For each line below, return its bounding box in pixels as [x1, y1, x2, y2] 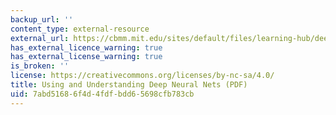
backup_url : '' [10, 14, 74, 25]
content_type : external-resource [10, 24, 150, 34]
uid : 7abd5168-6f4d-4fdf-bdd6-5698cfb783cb [10, 89, 195, 99]
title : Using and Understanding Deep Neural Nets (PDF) [10, 80, 248, 90]
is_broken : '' [10, 61, 70, 71]
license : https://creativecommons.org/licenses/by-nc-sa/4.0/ [10, 71, 275, 81]
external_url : [10, 33, 70, 43]
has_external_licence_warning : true [10, 42, 163, 53]
